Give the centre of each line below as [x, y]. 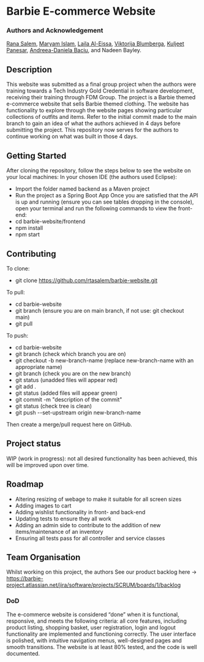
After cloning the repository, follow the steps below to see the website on [99, 170]
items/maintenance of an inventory [59, 531]
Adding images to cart [43, 505]
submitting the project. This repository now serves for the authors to [93, 130]
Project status [34, 443]
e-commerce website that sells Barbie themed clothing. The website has [98, 104]
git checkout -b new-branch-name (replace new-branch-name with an [104, 360]
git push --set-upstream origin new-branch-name [78, 413]
